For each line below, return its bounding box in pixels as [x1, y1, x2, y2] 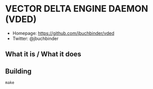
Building [5, 67, 32, 75]
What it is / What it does [5, 50, 82, 58]
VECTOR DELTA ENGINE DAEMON [5, 3, 148, 14]
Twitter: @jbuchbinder [12, 35, 59, 41]
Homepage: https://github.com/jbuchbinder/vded [12, 30, 114, 36]
